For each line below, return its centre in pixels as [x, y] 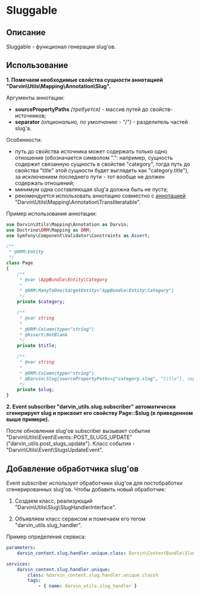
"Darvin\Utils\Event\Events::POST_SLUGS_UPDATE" [69, 437]
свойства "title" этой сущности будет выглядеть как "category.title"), [102, 170]
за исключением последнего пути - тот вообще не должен [90, 176]
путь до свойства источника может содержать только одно [91, 151]
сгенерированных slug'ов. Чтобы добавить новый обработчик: [86, 489]
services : [18, 564]
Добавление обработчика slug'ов [72, 469]
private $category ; [41, 302]
